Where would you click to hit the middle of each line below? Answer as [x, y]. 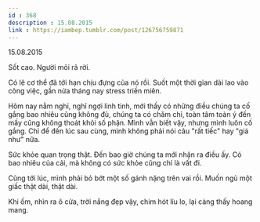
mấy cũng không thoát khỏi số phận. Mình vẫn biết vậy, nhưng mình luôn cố [130, 123]
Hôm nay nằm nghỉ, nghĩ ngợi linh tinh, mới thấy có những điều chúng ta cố [129, 106]
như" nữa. [24, 140]
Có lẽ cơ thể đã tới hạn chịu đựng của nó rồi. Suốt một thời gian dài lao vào [128, 82]
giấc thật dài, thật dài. [43, 187]
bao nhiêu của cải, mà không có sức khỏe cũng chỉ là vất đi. [105, 163]
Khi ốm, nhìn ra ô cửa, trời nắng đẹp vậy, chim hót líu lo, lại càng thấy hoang [130, 202]
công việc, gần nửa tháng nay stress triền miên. [85, 91]
